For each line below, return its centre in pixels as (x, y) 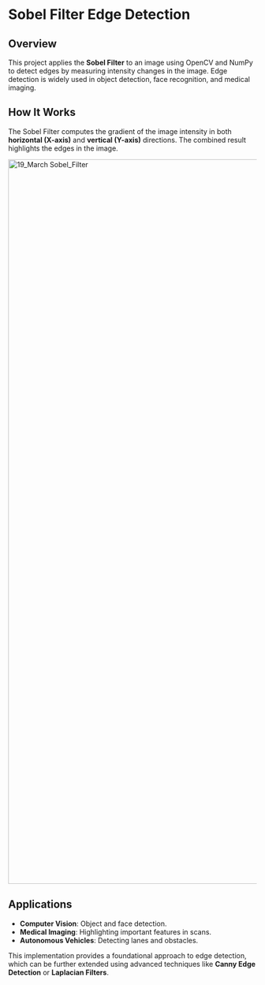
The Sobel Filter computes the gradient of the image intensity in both (120, 131)
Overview (33, 44)
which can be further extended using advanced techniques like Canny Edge (132, 964)
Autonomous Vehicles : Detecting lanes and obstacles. (109, 940)
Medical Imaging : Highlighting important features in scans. (115, 931)
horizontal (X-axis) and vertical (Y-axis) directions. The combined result (127, 140)
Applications (40, 905)
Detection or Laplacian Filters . (58, 972)
